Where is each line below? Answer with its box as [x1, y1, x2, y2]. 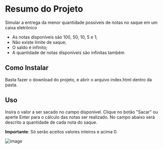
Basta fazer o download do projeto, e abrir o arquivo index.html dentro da [5, 76, 152, 82]
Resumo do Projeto [5, 3, 84, 15]
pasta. [5, 82, 18, 88]
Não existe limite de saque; [12, 39, 67, 45]
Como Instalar [5, 64, 49, 72]
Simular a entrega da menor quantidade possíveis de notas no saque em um [5, 19, 158, 25]
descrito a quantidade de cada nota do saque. [5, 119, 97, 125]
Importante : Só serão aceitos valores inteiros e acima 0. [5, 129, 118, 134]
